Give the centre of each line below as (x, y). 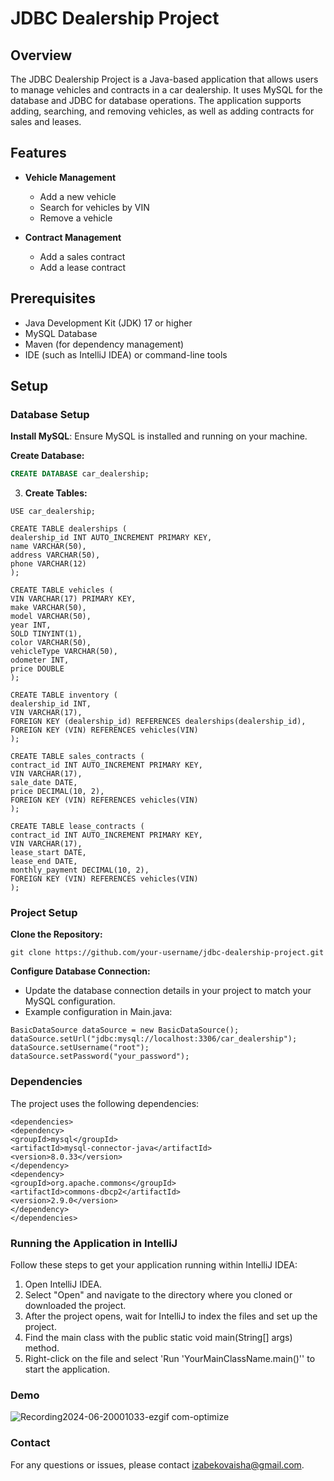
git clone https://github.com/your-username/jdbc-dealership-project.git (167, 953)
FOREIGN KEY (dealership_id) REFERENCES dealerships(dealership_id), (158, 722)
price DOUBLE (37, 669)
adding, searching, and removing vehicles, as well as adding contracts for (162, 111)
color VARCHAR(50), (51, 643)
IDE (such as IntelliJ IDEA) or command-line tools (126, 354)
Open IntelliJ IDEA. (63, 1284)
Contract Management (73, 237)
